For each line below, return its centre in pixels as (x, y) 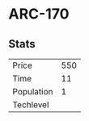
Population (33, 92)
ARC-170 (39, 14)
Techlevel (31, 104)
